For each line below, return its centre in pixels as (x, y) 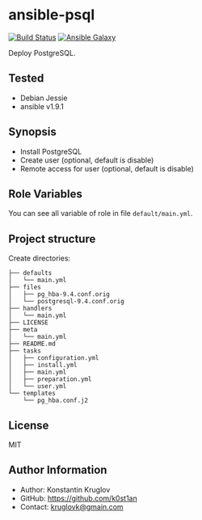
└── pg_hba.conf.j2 (56, 401)
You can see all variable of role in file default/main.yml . (101, 213)
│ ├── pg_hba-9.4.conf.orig (59, 294)
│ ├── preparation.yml (50, 379)
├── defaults (30, 273)
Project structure (52, 239)
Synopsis (32, 132)
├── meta (23, 330)
